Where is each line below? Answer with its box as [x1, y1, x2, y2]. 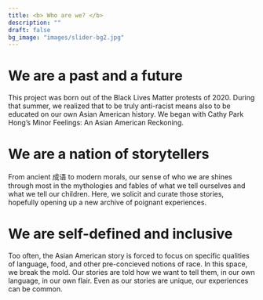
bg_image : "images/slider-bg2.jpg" [8, 33, 125, 42]
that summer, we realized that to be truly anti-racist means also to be [8, 101, 231, 110]
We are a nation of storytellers [8, 146, 210, 163]
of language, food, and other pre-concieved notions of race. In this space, [8, 259, 248, 269]
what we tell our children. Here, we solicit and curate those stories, [8, 190, 225, 199]
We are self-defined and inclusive [8, 225, 233, 243]
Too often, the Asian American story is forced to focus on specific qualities [8, 251, 250, 261]
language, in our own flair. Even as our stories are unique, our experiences [8, 276, 249, 286]
